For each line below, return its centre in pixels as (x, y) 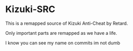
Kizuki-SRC (30, 9)
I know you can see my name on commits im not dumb (63, 43)
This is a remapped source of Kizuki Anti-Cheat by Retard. (67, 23)
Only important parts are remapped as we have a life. (61, 33)
